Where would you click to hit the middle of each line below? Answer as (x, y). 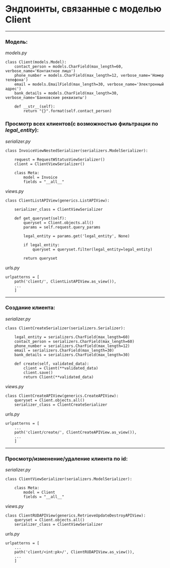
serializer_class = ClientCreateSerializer (61, 404)
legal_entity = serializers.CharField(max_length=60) (72, 337)
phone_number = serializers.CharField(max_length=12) (72, 346)
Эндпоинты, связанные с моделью (83, 9)
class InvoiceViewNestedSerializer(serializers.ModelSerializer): (77, 150)
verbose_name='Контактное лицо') (40, 71)
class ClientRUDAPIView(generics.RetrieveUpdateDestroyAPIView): (75, 516)
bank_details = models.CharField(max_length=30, (67, 93)
